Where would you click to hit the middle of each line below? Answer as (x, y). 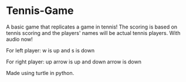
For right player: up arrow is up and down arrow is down (74, 62)
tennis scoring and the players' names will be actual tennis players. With (93, 33)
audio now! (20, 39)
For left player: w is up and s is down (50, 50)
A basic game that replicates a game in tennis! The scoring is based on (92, 27)
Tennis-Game (40, 11)
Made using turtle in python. (40, 73)
